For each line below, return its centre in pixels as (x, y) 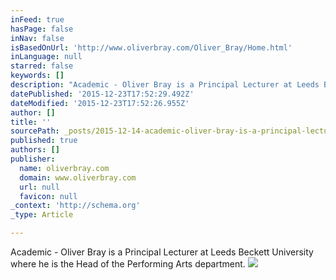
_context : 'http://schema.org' (75, 206)
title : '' (31, 122)
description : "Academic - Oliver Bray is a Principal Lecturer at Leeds (165, 85)
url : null (39, 187)
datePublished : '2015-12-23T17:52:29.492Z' (102, 94)
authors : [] (35, 150)
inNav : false (37, 38)
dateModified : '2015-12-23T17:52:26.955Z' (100, 103)
